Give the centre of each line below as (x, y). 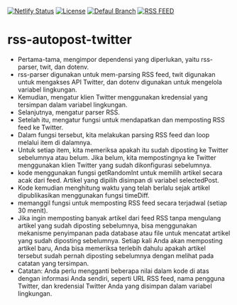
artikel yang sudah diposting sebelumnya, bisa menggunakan (107, 225)
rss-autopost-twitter (70, 40)
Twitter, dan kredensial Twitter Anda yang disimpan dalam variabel (115, 286)
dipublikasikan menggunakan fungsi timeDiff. (84, 195)
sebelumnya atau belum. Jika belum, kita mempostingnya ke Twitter (117, 157)
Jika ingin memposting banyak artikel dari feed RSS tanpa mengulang (119, 218)
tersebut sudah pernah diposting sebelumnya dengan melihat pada (116, 255)
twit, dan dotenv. (65, 67)
